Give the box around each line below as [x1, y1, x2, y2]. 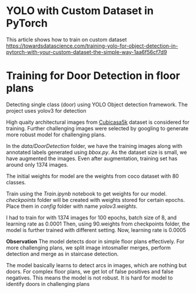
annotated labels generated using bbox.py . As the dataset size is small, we [6, 149, 187, 156]
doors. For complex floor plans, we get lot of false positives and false [6, 268, 174, 275]
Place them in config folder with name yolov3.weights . [6, 203, 138, 210]
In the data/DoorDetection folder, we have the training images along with [6, 142, 182, 149]
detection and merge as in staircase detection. [6, 250, 119, 257]
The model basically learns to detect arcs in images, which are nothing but [6, 261, 187, 268]
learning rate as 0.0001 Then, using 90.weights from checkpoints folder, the [6, 220, 190, 227]
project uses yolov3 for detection [6, 107, 87, 114]
